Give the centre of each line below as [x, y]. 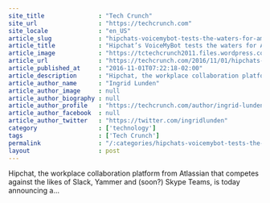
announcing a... [34, 191]
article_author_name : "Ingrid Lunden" [84, 83]
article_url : [55, 61]
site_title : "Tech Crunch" [80, 16]
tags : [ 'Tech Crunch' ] [84, 135]
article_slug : [55, 38]
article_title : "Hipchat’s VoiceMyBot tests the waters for [133, 46]
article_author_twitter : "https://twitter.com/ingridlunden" [118, 121]
